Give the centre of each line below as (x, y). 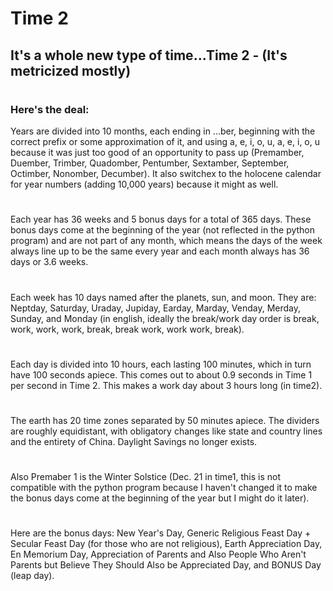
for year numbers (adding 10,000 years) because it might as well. (144, 184)
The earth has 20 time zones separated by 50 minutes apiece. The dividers (165, 420)
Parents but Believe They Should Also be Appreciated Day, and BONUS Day (166, 565)
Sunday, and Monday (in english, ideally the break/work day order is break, (165, 318)
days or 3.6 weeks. (49, 262)
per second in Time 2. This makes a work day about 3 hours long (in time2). (166, 385)
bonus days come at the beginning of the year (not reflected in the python (163, 230)
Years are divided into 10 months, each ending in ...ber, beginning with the (163, 131)
